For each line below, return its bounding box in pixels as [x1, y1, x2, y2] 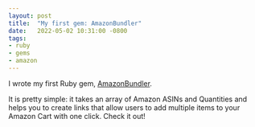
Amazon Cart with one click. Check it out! [8, 111, 146, 121]
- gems [8, 49, 31, 57]
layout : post [8, 11, 52, 20]
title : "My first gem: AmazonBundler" [8, 19, 142, 27]
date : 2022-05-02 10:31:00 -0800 [8, 27, 128, 35]
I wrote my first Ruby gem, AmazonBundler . [8, 78, 153, 88]
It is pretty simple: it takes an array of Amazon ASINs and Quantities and [8, 94, 248, 104]
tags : [8, 34, 27, 43]
